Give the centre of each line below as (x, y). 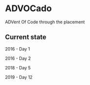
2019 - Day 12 (19, 77)
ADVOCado (28, 8)
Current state (26, 37)
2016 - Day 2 (18, 58)
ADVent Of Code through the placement (45, 22)
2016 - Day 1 (18, 49)
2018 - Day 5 (18, 68)
